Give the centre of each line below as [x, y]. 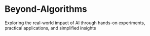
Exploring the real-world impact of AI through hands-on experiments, [75, 23]
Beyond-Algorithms [46, 9]
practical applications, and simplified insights [51, 28]
